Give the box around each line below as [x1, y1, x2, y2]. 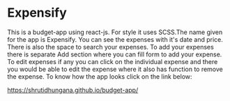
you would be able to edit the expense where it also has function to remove [7, 65, 223, 73]
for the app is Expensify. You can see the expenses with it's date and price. [7, 35, 223, 43]
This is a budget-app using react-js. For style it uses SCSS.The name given [7, 28, 223, 36]
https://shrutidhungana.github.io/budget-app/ [7, 86, 139, 94]
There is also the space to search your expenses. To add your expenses [7, 42, 214, 51]
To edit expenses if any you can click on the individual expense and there [7, 57, 218, 65]
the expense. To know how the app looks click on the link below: [7, 72, 193, 81]
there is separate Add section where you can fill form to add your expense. [7, 50, 222, 59]
